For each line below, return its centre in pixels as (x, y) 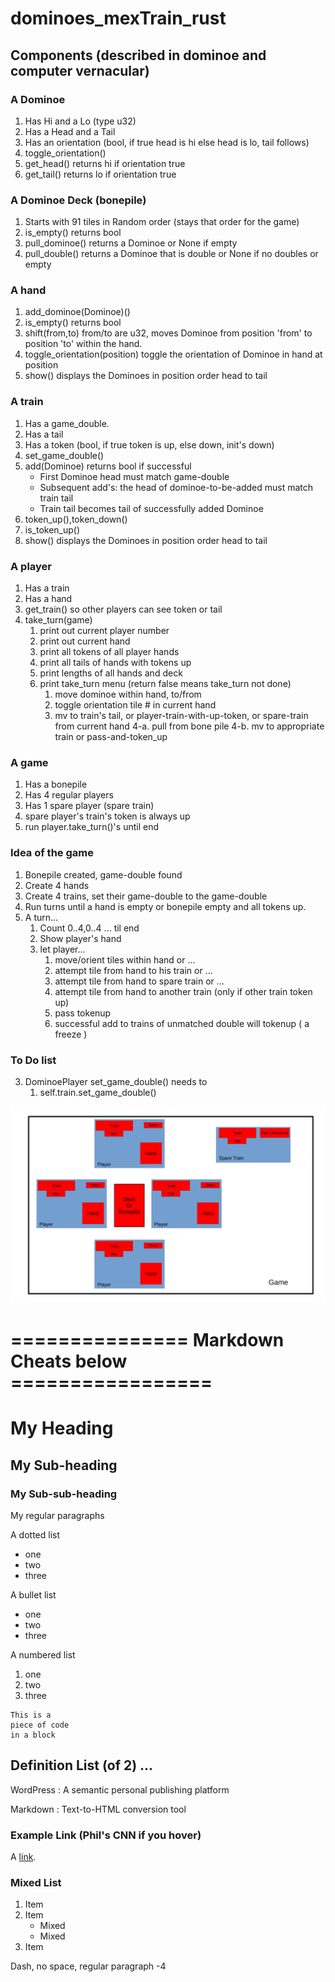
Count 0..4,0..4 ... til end (89, 928)
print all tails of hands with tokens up (115, 663)
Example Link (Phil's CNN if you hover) (106, 1835)
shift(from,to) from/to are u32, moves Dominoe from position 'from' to (168, 333)
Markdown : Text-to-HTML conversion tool (98, 1809)
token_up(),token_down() (76, 519)
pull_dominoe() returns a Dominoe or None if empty (131, 243)
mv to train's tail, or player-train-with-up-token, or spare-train (181, 716)
